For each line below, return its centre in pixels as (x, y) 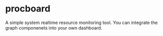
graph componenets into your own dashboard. (54, 27)
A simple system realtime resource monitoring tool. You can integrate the (81, 22)
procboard (28, 9)
